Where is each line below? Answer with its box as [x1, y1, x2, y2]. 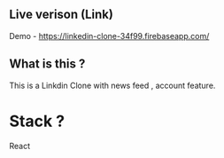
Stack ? [9, 111, 65, 131]
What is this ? [9, 57, 86, 72]
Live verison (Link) [9, 7, 113, 22]
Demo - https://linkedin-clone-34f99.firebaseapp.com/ [9, 30, 210, 41]
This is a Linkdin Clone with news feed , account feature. [9, 80, 216, 91]
